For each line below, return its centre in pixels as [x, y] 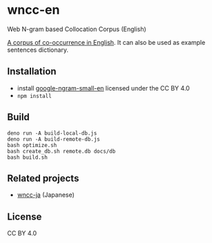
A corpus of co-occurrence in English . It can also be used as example [106, 42]
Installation [32, 71]
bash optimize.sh [32, 145]
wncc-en [33, 10]
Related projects [43, 178]
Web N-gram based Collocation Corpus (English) [77, 29]
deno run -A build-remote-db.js [54, 139]
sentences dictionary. [38, 50]
